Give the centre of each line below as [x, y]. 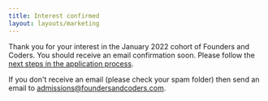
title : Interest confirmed [54, 16]
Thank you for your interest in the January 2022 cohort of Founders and [129, 46]
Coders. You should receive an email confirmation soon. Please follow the [132, 55]
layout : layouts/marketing [54, 23]
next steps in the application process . [71, 63]
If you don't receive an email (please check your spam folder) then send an [134, 79]
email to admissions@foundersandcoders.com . [87, 88]
